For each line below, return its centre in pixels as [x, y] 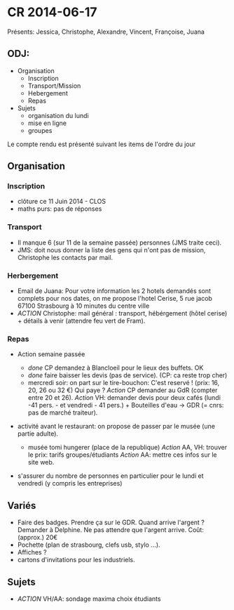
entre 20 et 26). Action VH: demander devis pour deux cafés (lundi [124, 398]
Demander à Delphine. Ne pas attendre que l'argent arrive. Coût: [111, 530]
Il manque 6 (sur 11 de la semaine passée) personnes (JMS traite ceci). [119, 242]
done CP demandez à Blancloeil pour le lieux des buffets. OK [116, 368]
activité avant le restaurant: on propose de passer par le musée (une [116, 427]
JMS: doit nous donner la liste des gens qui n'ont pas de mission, [111, 249]
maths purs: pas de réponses [60, 209]
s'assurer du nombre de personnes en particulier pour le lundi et [110, 476]
